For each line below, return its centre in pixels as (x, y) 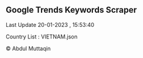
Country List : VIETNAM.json (42, 37)
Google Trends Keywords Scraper (71, 10)
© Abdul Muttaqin (28, 48)
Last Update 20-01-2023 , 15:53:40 (50, 24)
